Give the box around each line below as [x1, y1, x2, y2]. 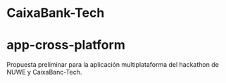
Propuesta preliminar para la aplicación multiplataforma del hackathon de [6, 60, 219, 69]
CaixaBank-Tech [6, 5, 105, 21]
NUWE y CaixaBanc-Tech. [6, 68, 82, 77]
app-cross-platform [6, 37, 126, 53]
